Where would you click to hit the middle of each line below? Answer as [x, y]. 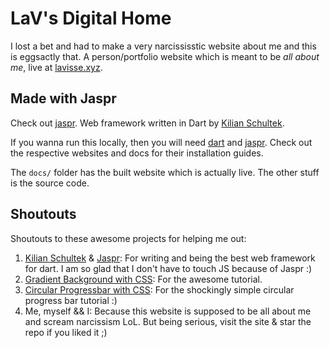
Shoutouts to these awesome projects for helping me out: [128, 238]
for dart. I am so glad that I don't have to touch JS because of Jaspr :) [168, 268]
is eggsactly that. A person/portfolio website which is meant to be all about [165, 56]
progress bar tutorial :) [71, 300]
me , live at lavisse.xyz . [56, 67]
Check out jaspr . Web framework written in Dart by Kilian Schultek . [147, 123]
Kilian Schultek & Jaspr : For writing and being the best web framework [170, 258]
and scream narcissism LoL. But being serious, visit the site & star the [168, 321]
